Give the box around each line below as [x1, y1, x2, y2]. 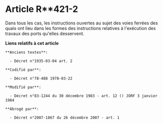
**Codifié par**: [5, 67, 41, 72]
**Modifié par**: [5, 85, 41, 90]
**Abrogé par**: [5, 106, 39, 112]
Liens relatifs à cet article [5, 40, 59, 46]
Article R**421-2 [5, 3, 78, 15]
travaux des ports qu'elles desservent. [5, 30, 84, 36]
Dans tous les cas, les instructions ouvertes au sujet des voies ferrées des [5, 20, 158, 26]
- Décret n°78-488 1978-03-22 [9, 76, 72, 81]
